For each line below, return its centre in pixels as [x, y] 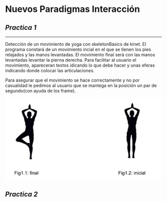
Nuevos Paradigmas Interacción [73, 9]
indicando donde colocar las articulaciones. [50, 70]
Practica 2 [22, 194]
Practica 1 [21, 28]
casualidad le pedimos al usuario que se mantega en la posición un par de [81, 85]
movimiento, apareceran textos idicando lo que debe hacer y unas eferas [80, 65]
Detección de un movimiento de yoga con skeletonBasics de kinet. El [76, 44]
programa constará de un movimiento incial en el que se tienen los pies [78, 49]
